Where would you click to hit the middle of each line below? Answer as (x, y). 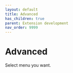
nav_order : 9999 (21, 28)
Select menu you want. (28, 65)
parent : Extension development (37, 23)
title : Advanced (21, 14)
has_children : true (25, 18)
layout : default (21, 9)
